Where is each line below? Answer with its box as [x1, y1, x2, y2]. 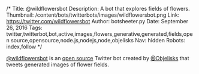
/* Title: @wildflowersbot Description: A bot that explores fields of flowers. [6, 5, 190, 12]
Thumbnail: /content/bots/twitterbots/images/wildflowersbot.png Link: [6, 11, 180, 18]
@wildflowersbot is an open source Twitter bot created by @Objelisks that [6, 55, 190, 61]
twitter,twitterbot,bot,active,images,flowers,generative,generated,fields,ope [6, 30, 193, 38]
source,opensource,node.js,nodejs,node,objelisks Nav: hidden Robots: [11, 37, 186, 44]
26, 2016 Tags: [6, 24, 43, 31]
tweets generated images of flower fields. [6, 61, 110, 68]
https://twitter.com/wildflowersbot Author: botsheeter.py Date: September [6, 18, 189, 24]
